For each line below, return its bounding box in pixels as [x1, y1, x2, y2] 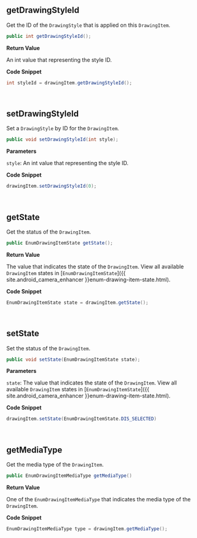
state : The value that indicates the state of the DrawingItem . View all [6, 379, 177, 386]
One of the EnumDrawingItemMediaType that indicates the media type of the [6, 495, 191, 503]
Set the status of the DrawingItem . [6, 344, 90, 352]
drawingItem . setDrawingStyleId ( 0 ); [6, 183, 97, 190]
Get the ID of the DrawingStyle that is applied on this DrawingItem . [6, 21, 171, 29]
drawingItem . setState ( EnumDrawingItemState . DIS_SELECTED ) [6, 416, 157, 422]
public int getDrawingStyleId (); [6, 33, 91, 39]
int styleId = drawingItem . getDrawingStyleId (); [6, 79, 132, 86]
